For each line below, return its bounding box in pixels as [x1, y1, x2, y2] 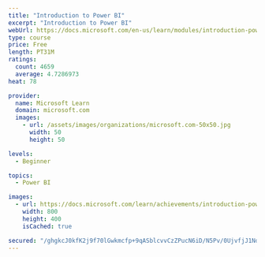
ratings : [8, 56, 37, 64]
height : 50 [28, 136, 65, 143]
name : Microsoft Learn [15, 99, 90, 107]
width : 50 [28, 128, 62, 136]
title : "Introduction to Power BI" [8, 11, 125, 20]
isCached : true [22, 222, 73, 230]
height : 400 [22, 214, 62, 223]
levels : [8, 150, 34, 158]
